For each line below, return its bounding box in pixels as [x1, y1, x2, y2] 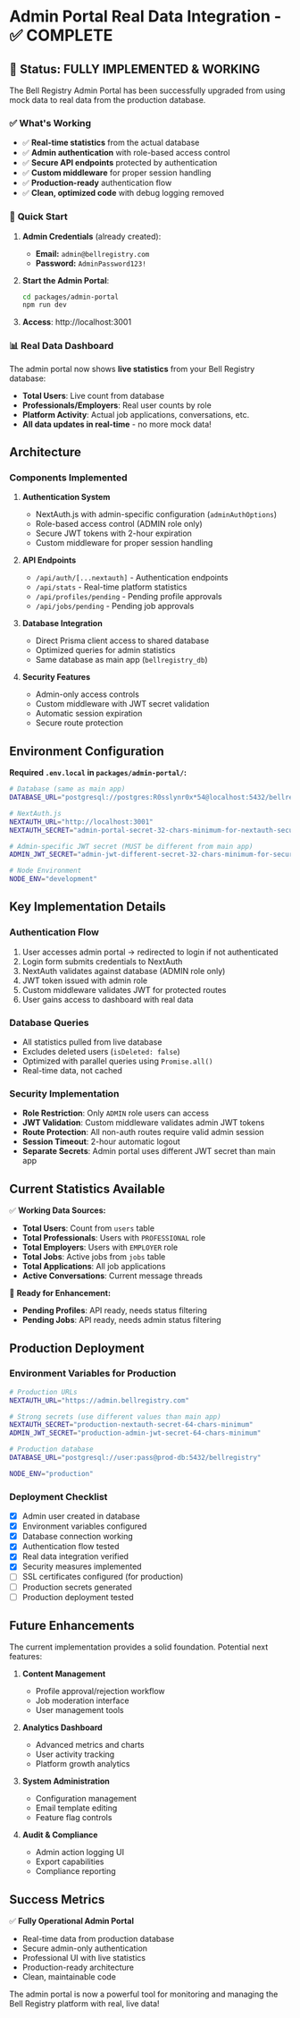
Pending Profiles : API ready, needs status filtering [21, 1305, 208, 1316]
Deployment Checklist [9, 1490, 108, 1503]
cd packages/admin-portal [21, 293, 119, 301]
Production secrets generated [21, 1581, 132, 1592]
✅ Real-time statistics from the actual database [21, 137, 200, 148]
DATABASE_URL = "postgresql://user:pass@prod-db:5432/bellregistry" [9, 1454, 262, 1463]
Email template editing [35, 1802, 118, 1813]
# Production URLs [9, 1387, 78, 1396]
